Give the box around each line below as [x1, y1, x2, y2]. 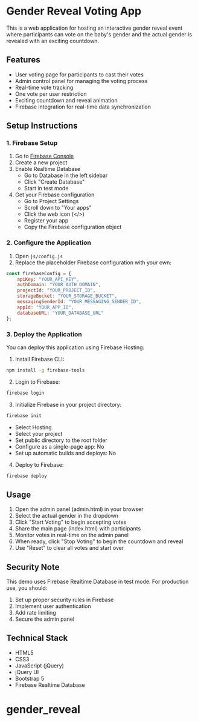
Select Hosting [14, 423, 53, 431]
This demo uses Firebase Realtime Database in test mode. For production [6, 578, 189, 586]
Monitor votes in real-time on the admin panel [14, 532, 129, 539]
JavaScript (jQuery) [14, 662, 65, 669]
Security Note [6, 562, 60, 572]
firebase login [6, 390, 45, 396]
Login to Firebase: [14, 378, 60, 386]
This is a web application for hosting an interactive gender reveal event [6, 24, 183, 32]
